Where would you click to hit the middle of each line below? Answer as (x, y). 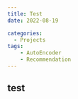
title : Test (25, 14)
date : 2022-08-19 (33, 21)
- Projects (30, 40)
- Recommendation (46, 60)
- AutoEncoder (41, 53)
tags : (15, 47)
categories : (25, 33)
